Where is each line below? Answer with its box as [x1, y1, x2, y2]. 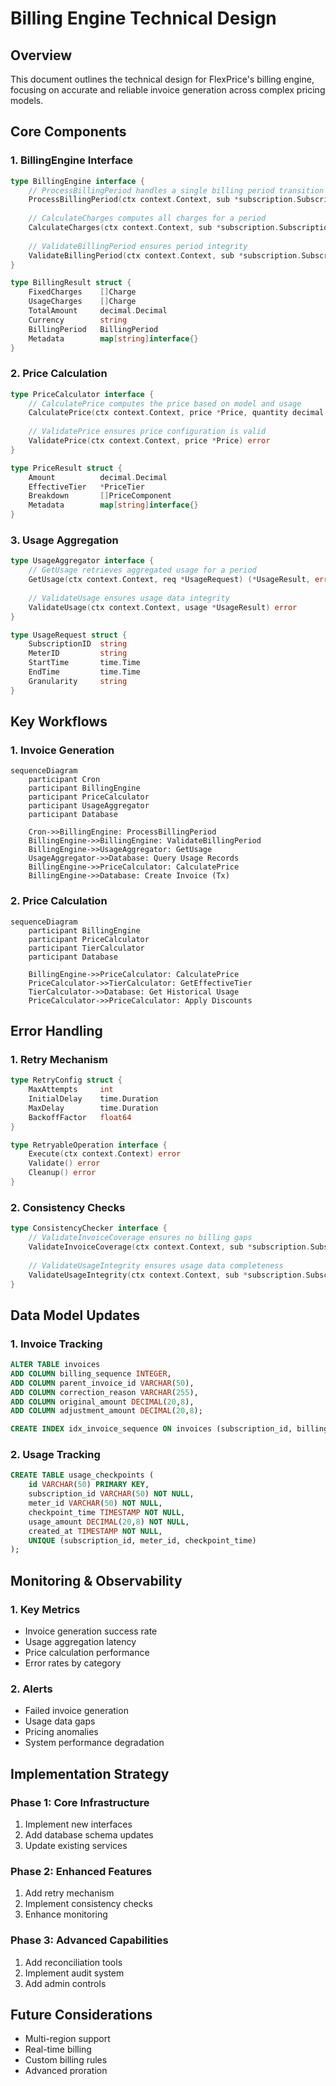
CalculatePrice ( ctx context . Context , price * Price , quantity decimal [28, 408, 325, 418]
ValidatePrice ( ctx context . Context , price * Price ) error [28, 436, 271, 446]
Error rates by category [24, 1657, 122, 1669]
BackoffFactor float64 [28, 1112, 132, 1122]
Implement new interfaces [24, 1818, 133, 1831]
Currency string [28, 315, 128, 325]
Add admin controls [24, 1977, 107, 1989]
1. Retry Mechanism [10, 1052, 108, 1066]
